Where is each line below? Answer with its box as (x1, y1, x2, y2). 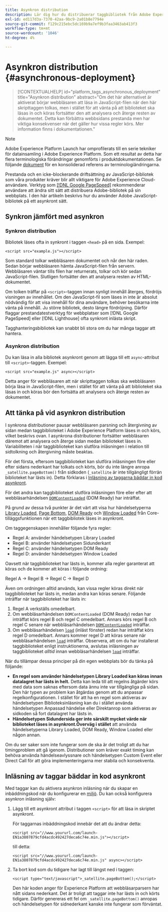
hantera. (5, 330, 22, 336)
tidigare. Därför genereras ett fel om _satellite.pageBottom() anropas (12, 896, 157, 902)
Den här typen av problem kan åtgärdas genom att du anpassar (12, 689, 143, 695)
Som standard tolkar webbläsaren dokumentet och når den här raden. (5, 257, 149, 264)
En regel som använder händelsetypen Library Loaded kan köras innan (12, 673, 162, 679)
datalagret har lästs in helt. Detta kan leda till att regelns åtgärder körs (12, 678, 158, 685)
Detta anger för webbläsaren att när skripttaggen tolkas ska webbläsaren (5, 378, 156, 384)
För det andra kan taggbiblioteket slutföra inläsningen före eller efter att (5, 489, 152, 495)
